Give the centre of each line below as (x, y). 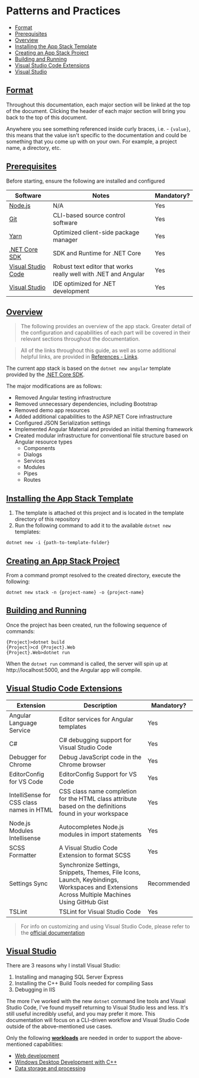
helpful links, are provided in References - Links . (80, 357)
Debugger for (28, 757)
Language (23, 722)
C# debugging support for (95, 740)
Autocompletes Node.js (92, 826)
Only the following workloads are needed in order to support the (85, 1038)
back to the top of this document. (47, 117)
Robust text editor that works (93, 266)
